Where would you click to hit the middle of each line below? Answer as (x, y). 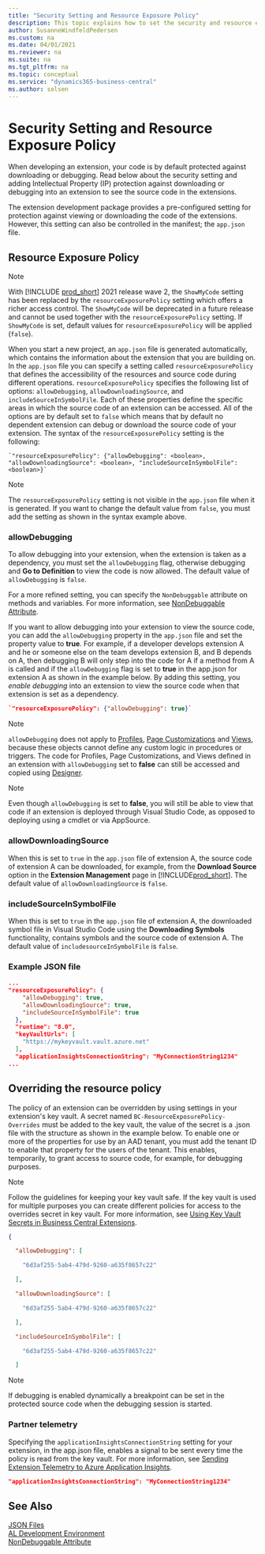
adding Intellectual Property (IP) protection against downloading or (116, 183)
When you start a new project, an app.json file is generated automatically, (128, 350)
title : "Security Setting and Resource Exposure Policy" (104, 15)
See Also (30, 1506)
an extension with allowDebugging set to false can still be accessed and (124, 765)
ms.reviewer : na (35, 52)
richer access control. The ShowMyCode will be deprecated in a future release (131, 308)
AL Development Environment (56, 1533)
